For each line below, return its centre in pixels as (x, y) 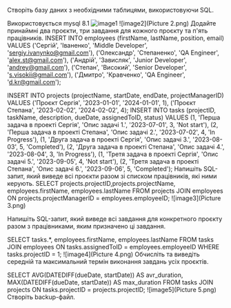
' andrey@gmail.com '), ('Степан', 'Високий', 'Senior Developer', (97, 67)
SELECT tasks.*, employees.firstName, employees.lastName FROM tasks (110, 240)
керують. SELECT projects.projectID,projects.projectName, (91, 183)
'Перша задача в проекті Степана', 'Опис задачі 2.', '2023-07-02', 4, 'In (111, 132)
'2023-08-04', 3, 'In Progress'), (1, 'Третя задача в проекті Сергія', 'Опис (113, 154)
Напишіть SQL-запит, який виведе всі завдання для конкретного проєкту (115, 219)
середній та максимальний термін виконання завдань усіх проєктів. (108, 261)
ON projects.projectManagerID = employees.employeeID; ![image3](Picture (114, 198)
